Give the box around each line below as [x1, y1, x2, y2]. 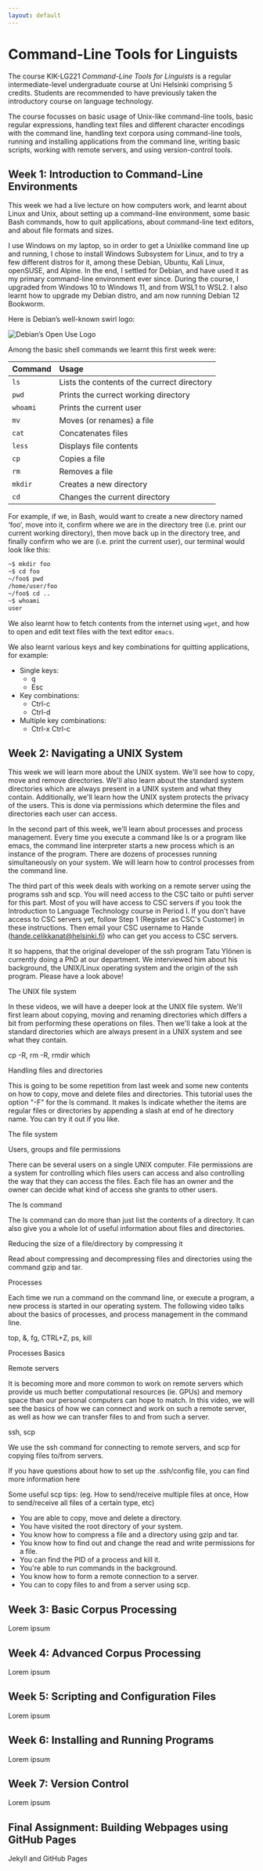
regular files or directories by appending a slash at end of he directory [8, 1106, 234, 1116]
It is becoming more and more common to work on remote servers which [8, 1379, 243, 1388]
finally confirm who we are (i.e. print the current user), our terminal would [8, 537, 245, 546]
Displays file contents [59, 440, 139, 451]
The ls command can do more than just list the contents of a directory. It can [8, 1215, 254, 1225]
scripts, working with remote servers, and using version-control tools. [8, 144, 233, 154]
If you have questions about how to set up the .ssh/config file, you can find [8, 1466, 250, 1476]
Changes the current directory [59, 492, 171, 502]
